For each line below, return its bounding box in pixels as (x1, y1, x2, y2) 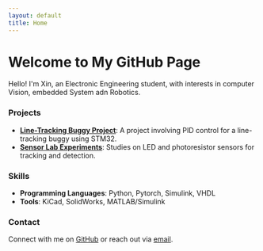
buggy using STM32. (48, 134, 117, 143)
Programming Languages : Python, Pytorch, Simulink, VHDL (19, 188, 216, 198)
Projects (8, 108, 41, 119)
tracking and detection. (19, 150, 97, 160)
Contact (8, 216, 40, 227)
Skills (8, 170, 30, 181)
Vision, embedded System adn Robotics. (8, 88, 141, 97)
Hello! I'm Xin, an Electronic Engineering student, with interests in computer (8, 79, 255, 89)
